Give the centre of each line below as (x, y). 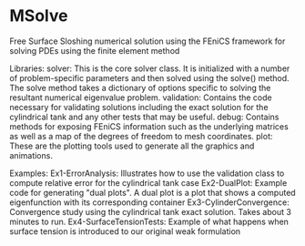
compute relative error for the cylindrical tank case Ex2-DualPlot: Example (148, 182)
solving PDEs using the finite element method (95, 50)
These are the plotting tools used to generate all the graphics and (132, 146)
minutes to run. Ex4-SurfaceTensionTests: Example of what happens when (149, 221)
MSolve (39, 16)
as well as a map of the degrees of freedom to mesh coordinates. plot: (141, 136)
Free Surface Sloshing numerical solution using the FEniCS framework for (147, 41)
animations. (31, 155)
